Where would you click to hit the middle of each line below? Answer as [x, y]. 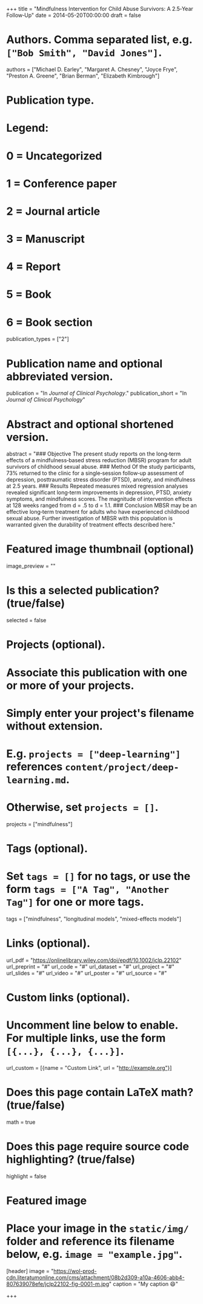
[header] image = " [30, 1271]
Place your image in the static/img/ [98, 1228]
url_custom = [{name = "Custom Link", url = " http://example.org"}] [89, 1068]
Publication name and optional [85, 364]
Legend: [28, 128]
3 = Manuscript [45, 239]
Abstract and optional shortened [90, 424]
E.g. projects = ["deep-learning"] [94, 754]
